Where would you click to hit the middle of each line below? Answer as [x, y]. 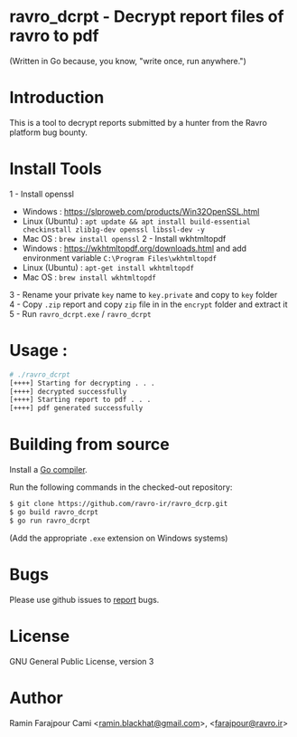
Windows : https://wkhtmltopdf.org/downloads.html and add [134, 248]
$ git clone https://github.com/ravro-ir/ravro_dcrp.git [119, 504]
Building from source [89, 445]
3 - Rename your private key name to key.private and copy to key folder [144, 294]
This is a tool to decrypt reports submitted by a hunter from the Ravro [139, 122]
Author [36, 698]
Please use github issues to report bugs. [84, 599]
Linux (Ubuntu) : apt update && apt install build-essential [136, 221]
